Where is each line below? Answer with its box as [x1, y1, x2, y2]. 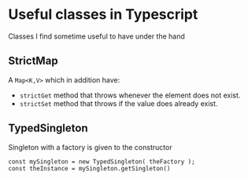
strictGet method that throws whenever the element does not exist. [19, 90, 241, 100]
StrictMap [8, 54, 58, 68]
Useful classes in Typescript [8, 6, 198, 24]
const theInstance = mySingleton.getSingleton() [8, 164, 171, 172]
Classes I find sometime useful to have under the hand [8, 31, 185, 41]
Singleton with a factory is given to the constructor [8, 142, 172, 152]
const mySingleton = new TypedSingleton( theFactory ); [8, 157, 195, 166]
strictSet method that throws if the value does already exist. [19, 98, 218, 108]
